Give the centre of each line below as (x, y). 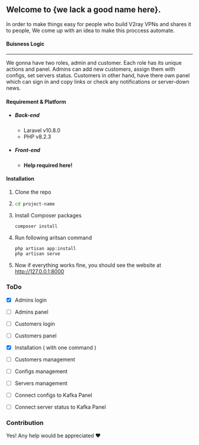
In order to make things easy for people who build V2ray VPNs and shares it (99, 24)
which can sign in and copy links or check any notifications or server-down (98, 82)
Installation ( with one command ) (55, 348)
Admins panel (31, 312)
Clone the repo (33, 192)
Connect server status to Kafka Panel (60, 407)
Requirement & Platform (36, 102)
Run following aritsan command (53, 238)
